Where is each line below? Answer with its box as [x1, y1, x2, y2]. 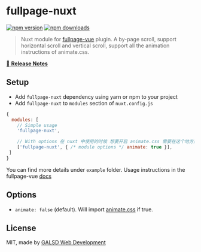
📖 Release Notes [6, 60, 48, 67]
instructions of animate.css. [20, 48, 90, 55]
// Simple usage [17, 122, 58, 128]
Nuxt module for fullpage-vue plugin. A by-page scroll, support [20, 35, 176, 42]
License [6, 223, 36, 233]
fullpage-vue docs [6, 172, 52, 180]
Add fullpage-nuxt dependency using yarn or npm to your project [14, 93, 178, 100]
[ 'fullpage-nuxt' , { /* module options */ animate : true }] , [17, 144, 172, 150]
